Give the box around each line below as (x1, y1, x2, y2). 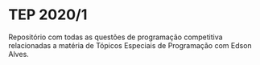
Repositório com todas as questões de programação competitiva (8, 32, 223, 42)
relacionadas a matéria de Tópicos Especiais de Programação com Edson (8, 40, 252, 50)
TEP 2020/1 (8, 6, 88, 24)
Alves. (8, 49, 30, 59)
